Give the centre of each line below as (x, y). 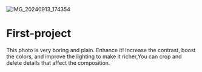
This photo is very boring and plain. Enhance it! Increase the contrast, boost (101, 50)
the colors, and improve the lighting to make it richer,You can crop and (94, 56)
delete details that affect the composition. (58, 62)
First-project (39, 34)
